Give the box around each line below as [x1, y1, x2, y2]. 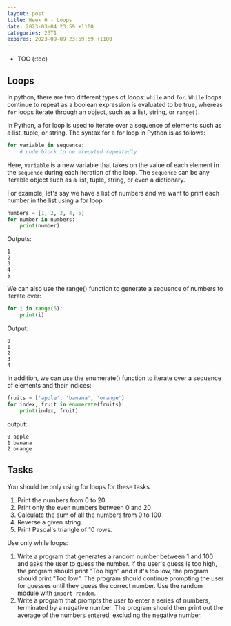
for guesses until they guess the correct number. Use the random [17, 581, 203, 589]
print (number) [19, 222, 60, 229]
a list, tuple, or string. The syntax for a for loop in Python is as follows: [7, 129, 205, 137]
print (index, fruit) [19, 407, 79, 415]
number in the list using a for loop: [7, 196, 105, 205]
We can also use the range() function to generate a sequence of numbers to [7, 285, 223, 293]
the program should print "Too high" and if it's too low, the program [17, 567, 208, 575]
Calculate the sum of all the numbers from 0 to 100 [17, 511, 162, 519]
